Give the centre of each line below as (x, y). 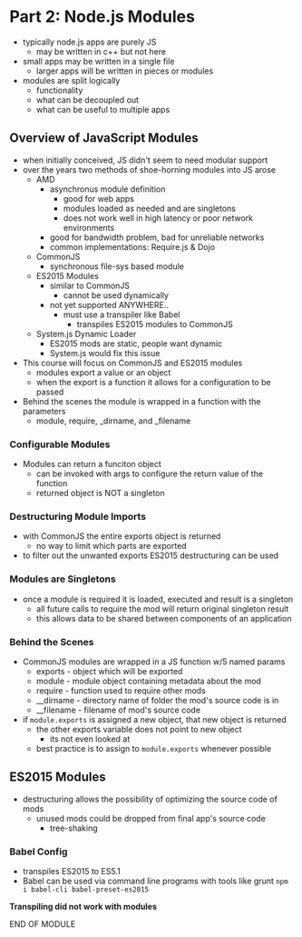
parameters (44, 411)
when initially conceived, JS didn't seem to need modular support (145, 160)
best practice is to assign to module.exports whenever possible (154, 748)
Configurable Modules (60, 444)
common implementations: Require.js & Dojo (132, 246)
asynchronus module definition (107, 189)
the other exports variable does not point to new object (139, 729)
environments (89, 227)
